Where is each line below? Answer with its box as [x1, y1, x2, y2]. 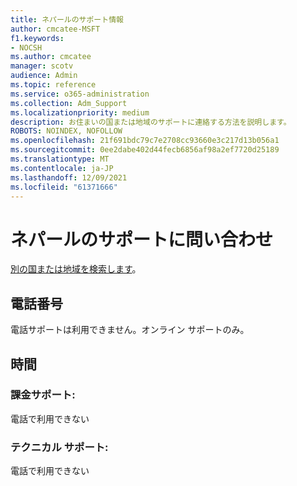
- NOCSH [10, 42, 43, 53]
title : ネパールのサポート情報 [10, 14, 124, 25]
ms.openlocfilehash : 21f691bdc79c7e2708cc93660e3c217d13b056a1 [10, 136, 280, 146]
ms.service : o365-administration [10, 89, 150, 99]
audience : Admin [10, 71, 78, 81]
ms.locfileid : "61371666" [10, 182, 118, 192]
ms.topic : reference [10, 80, 97, 90]
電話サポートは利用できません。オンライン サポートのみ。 [10, 324, 250, 336]
